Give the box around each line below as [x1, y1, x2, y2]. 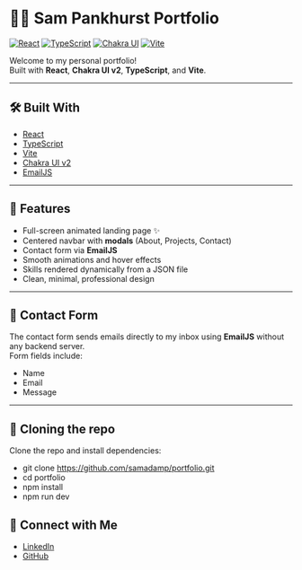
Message [22, 387, 57, 398]
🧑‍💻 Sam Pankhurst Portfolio [9, 8, 220, 29]
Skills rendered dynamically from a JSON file [22, 264, 189, 275]
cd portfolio [22, 472, 66, 483]
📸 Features [9, 201, 71, 216]
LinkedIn [22, 541, 55, 551]
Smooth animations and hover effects [22, 254, 162, 265]
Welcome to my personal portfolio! [9, 55, 138, 66]
